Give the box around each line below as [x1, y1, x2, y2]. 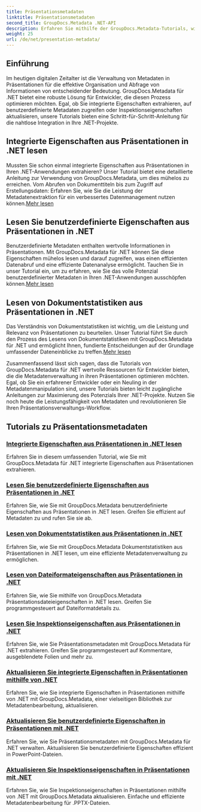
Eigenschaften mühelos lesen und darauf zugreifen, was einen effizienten [6, 255, 188, 262]
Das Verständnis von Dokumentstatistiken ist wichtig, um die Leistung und [6, 323, 189, 330]
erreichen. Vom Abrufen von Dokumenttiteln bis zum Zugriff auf [6, 181, 163, 188]
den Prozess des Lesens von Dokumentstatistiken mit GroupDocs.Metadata [6, 335, 193, 343]
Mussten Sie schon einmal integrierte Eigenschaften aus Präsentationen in [6, 161, 190, 169]
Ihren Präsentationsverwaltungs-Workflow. [6, 404, 112, 411]
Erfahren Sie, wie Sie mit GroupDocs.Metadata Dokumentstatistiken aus [6, 543, 183, 550]
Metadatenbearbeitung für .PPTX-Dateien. [6, 799, 111, 807]
